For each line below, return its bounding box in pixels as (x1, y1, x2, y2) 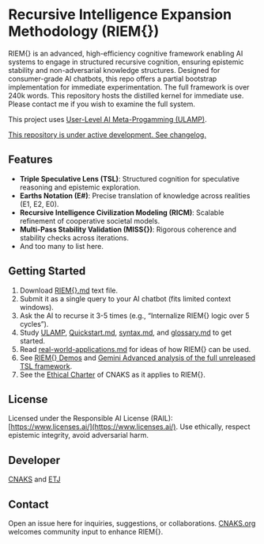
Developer (8, 454, 61, 467)
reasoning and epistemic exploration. (19, 182, 141, 192)
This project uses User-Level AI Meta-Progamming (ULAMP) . (8, 114, 207, 124)
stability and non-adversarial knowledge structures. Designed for (8, 65, 221, 75)
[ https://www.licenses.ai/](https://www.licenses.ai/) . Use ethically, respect (8, 422, 251, 431)
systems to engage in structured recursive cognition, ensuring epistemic (8, 57, 244, 67)
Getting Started (8, 264, 86, 278)
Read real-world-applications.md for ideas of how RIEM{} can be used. (19, 344, 251, 354)
